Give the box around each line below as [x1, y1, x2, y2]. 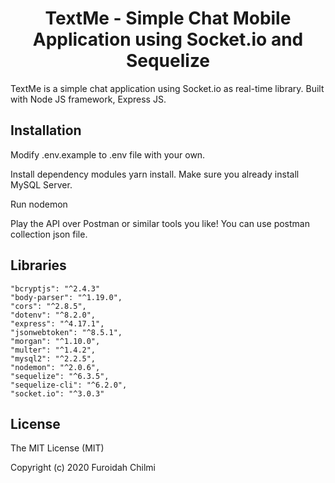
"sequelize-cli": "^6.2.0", [10, 380, 128, 390]
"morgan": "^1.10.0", [10, 336, 101, 346]
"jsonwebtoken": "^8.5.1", [10, 327, 123, 337]
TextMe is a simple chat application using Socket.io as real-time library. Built [10, 82, 325, 94]
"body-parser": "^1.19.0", [10, 292, 123, 302]
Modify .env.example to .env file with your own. [10, 148, 206, 161]
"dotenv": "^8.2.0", [10, 310, 97, 320]
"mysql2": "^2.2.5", [10, 353, 97, 364]
